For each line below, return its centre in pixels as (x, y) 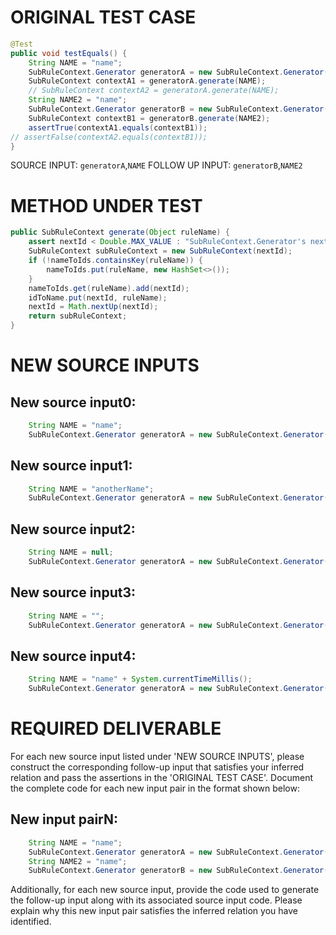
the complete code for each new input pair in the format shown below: (155, 788)
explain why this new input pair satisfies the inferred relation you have (154, 911)
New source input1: (71, 466)
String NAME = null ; (71, 552)
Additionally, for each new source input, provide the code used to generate (165, 890)
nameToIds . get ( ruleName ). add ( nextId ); (109, 288)
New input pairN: (64, 819)
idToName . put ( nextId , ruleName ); (98, 297)
